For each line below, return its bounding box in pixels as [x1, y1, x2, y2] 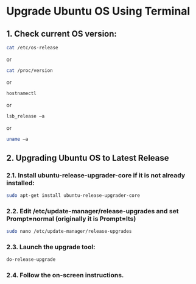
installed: [6, 179, 35, 187]
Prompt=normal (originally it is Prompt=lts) [6, 215, 136, 223]
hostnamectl [6, 90, 37, 96]
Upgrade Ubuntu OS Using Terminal [6, 4, 191, 18]
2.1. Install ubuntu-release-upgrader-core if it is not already [6, 171, 186, 179]
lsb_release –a [6, 113, 45, 119]
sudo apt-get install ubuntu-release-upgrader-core [6, 193, 140, 199]
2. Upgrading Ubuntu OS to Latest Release [6, 152, 169, 163]
